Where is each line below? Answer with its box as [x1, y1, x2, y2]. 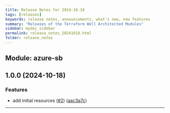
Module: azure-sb [5, 54, 63, 63]
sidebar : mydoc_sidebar [5, 26, 56, 31]
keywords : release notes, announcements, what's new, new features [5, 17, 151, 22]
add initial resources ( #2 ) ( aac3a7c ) [12, 97, 87, 103]
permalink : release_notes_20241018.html [5, 31, 92, 36]
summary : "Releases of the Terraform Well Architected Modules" [5, 21, 144, 27]
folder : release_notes [5, 36, 53, 41]
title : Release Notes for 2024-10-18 [5, 7, 85, 13]
